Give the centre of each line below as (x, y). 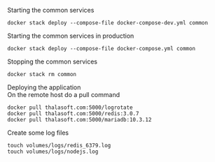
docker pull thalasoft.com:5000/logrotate (70, 108)
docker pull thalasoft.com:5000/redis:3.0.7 (73, 114)
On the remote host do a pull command (64, 95)
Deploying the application (44, 87)
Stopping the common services (53, 61)
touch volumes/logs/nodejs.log (53, 152)
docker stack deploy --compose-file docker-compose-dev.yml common (108, 23)
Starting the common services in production (71, 36)
